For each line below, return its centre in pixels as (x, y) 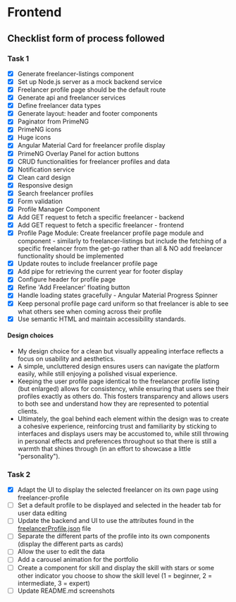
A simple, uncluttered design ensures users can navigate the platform (118, 366)
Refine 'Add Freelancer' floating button (74, 287)
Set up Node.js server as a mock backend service (90, 81)
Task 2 (19, 474)
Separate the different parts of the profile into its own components (113, 536)
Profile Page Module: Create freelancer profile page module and (111, 233)
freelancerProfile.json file (54, 529)
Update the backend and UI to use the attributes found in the (106, 521)
